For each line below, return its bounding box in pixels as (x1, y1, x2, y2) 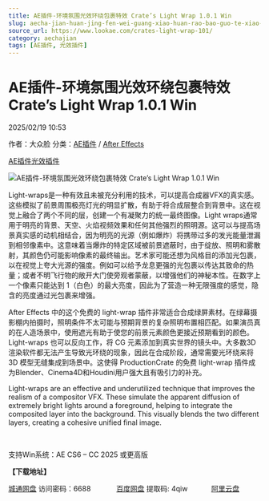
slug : (8, 19, 26, 27)
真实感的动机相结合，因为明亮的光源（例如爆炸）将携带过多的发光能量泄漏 (14, 230, 261, 240)
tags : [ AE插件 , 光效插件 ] (8, 42, 88, 50)
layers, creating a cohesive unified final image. (8, 418, 163, 427)
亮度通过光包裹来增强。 (22, 290, 100, 301)
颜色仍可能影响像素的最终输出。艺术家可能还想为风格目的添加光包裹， (29, 250, 261, 261)
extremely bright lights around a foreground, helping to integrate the (8, 401, 233, 410)
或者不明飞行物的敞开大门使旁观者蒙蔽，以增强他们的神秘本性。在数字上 (22, 270, 261, 281)
